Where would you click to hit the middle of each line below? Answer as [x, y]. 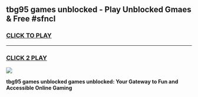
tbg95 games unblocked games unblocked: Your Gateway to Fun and [92, 81]
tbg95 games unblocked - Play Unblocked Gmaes [99, 10]
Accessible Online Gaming [39, 88]
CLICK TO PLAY [29, 36]
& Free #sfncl [31, 19]
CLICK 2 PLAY [27, 58]
